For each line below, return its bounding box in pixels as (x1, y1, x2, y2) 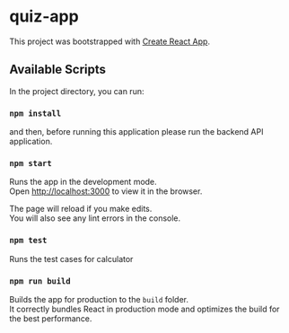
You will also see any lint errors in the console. (9, 213, 181, 223)
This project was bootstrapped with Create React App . (9, 36, 211, 47)
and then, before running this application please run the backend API (9, 127, 264, 137)
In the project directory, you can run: (9, 85, 144, 96)
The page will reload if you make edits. (9, 204, 153, 215)
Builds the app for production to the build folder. (9, 294, 189, 304)
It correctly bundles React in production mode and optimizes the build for (9, 303, 280, 314)
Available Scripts (9, 62, 106, 77)
